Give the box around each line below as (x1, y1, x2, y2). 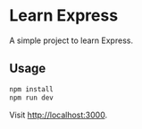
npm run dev (9, 93, 54, 102)
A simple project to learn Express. (9, 35, 134, 46)
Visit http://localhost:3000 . (9, 109, 108, 120)
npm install (9, 84, 54, 94)
